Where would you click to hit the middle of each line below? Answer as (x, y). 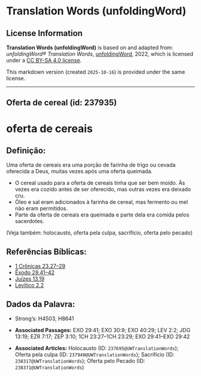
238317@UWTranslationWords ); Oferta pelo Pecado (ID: (80, 361)
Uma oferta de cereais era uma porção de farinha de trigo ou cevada (91, 165)
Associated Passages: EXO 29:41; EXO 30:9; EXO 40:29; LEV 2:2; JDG (103, 330)
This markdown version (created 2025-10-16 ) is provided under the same (96, 72)
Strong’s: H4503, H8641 (44, 318)
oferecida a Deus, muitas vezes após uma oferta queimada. (80, 172)
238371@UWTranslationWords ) (49, 368)
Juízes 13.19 (30, 279)
